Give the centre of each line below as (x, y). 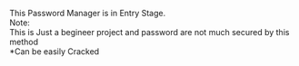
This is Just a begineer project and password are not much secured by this (149, 32)
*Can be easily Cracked (55, 52)
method (24, 42)
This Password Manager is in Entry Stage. (88, 13)
